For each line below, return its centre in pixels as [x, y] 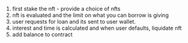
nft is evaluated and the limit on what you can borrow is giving [90, 15]
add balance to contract [42, 35]
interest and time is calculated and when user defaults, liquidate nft [97, 28]
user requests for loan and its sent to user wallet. [74, 21]
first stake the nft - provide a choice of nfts [66, 9]
